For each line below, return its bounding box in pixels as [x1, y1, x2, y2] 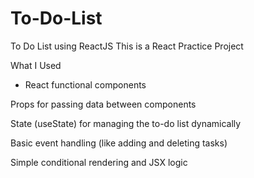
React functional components [24, 78, 147, 91]
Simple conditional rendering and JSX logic [10, 156, 188, 168]
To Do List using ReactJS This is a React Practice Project [10, 40, 244, 52]
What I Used [10, 59, 62, 71]
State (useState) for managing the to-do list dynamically [10, 117, 242, 129]
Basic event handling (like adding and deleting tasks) [10, 137, 228, 149]
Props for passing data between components [10, 98, 197, 110]
